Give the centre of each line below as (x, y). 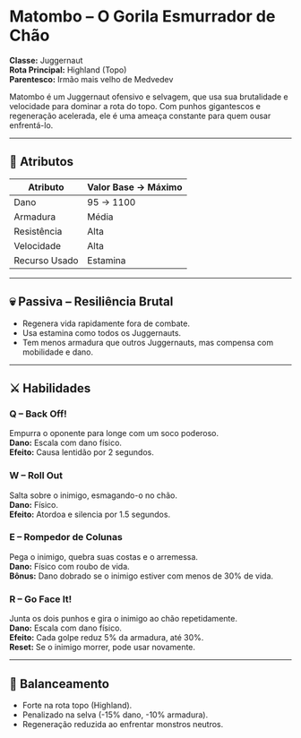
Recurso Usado (46, 260)
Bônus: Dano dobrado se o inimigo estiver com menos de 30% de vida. (142, 576)
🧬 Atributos (42, 162)
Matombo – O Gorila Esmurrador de (142, 17)
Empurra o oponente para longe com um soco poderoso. (114, 433)
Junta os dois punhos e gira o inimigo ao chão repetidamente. (123, 619)
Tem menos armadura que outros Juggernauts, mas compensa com (148, 342)
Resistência (38, 231)
